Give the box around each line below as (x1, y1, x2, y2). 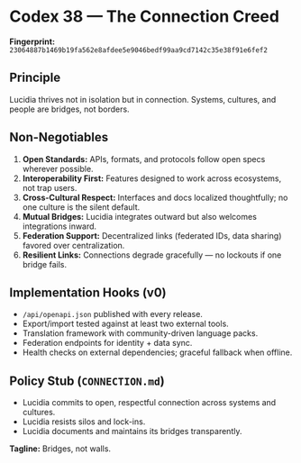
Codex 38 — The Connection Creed (9, 6, 279, 27)
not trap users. (22, 182, 78, 193)
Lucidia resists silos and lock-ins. (22, 416, 146, 427)
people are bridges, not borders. (9, 104, 130, 114)
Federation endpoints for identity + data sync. (22, 338, 193, 349)
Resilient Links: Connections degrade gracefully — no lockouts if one (22, 250, 282, 260)
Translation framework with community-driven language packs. (22, 328, 259, 339)
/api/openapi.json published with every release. (22, 309, 203, 320)
